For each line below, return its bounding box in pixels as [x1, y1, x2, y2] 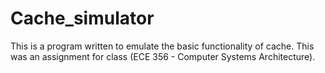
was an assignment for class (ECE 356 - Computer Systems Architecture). [10, 50, 316, 62]
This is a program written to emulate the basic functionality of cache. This [10, 40, 315, 52]
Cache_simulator [10, 7, 155, 30]
